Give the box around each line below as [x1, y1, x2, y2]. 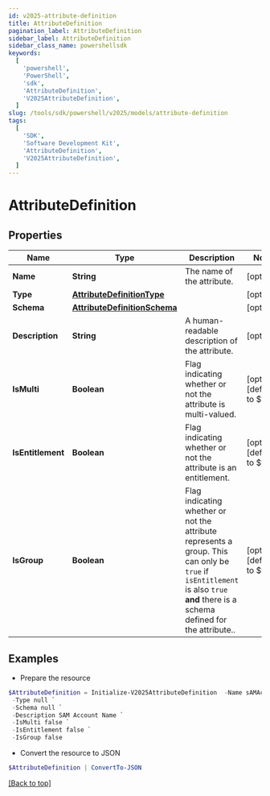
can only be [184, 556, 230, 567]
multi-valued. [184, 408, 237, 420]
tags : [8, 117, 27, 125]
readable [184, 325, 219, 337]
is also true [184, 584, 228, 595]
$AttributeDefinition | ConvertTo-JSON [8, 764, 142, 772]
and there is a [184, 594, 237, 605]
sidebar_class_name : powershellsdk [8, 42, 128, 50]
